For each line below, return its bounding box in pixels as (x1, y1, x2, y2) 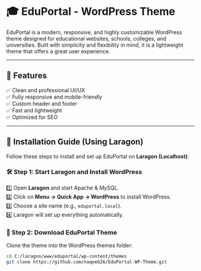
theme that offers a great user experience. (6, 47, 111, 54)
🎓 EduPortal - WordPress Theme (6, 5, 175, 19)
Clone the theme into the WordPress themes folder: (6, 242, 133, 249)
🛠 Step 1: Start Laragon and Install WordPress (6, 168, 142, 176)
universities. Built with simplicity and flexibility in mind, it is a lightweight (6, 41, 184, 48)
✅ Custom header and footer (6, 100, 78, 107)
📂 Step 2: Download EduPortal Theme (6, 228, 118, 236)
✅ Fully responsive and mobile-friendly (6, 93, 103, 101)
